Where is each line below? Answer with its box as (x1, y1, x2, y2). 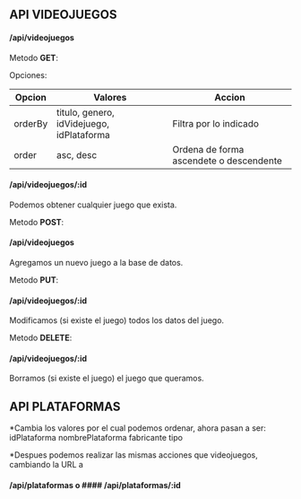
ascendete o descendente (172, 154, 282, 167)
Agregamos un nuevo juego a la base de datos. (9, 258, 184, 267)
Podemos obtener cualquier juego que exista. (9, 199, 177, 210)
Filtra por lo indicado (172, 117, 260, 129)
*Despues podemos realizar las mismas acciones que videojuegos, (9, 450, 258, 460)
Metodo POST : (9, 216, 64, 227)
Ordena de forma (172, 143, 245, 155)
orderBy (13, 117, 48, 129)
